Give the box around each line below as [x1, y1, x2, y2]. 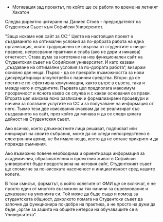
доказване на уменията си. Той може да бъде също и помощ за [5, 191, 138, 197]
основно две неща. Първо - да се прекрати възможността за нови [5, 70, 145, 75]
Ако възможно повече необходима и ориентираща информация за [5, 150, 145, 156]
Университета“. [5, 212, 36, 217]
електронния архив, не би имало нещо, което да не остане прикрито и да [5, 136, 159, 142]
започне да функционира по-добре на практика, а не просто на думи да [5, 202, 156, 207]
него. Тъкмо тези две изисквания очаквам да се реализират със [5, 106, 140, 111]
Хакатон [12, 9, 29, 15]
